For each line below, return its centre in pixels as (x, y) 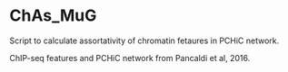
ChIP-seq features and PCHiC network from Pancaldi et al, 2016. (130, 58)
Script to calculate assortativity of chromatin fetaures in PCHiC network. (144, 40)
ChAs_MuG (53, 16)
